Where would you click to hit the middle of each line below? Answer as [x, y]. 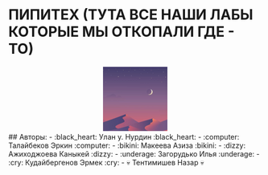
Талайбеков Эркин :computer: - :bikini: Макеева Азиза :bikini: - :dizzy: [127, 145]
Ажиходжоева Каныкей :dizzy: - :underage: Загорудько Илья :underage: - [134, 153]
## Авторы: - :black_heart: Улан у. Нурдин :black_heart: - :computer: [124, 136]
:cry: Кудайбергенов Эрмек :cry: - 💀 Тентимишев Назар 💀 [106, 162]
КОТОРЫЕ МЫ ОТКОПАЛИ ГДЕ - [122, 32]
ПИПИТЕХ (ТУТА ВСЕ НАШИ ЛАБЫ [131, 15]
